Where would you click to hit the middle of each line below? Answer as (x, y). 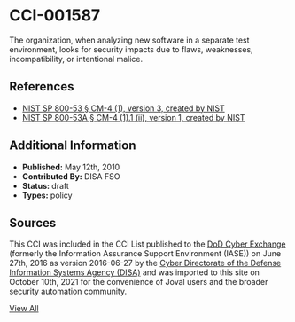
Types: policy (47, 195)
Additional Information (73, 146)
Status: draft (45, 185)
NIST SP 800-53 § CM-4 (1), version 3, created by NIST (123, 108)
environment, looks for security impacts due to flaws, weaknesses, (132, 49)
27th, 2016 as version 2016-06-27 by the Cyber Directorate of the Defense (145, 263)
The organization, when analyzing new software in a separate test (129, 40)
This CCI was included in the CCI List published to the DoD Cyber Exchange (147, 244)
